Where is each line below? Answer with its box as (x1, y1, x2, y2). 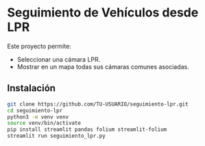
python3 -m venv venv (7, 113, 69, 121)
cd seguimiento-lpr (7, 107, 63, 114)
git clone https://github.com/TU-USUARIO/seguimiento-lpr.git (7, 101, 189, 108)
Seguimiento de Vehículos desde (7, 5, 199, 21)
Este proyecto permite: (7, 42, 72, 50)
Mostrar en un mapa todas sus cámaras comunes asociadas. (16, 62, 190, 71)
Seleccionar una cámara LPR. (16, 55, 101, 63)
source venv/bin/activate (7, 120, 81, 127)
